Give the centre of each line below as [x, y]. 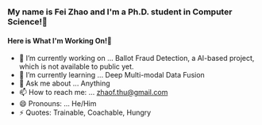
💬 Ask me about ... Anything [64, 83]
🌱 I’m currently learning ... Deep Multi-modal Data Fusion [112, 75]
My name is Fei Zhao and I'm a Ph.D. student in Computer [120, 12]
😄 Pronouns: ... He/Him [58, 104]
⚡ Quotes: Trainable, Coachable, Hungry [85, 112]
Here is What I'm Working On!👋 [60, 40]
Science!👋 [28, 21]
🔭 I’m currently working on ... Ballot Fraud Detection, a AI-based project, [137, 59]
